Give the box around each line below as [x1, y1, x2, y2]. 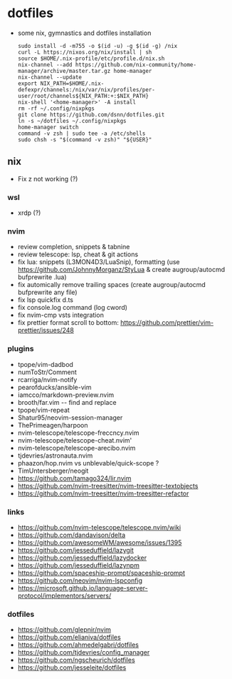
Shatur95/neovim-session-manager [17, 413, 123, 422]
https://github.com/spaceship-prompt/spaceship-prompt [17, 568, 186, 577]
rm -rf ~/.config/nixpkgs [17, 105, 95, 112]
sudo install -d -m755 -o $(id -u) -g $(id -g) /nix [17, 42, 178, 49]
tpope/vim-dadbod [17, 360, 73, 368]
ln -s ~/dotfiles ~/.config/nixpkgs [17, 117, 127, 124]
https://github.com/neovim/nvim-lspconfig [17, 576, 143, 585]
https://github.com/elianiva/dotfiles [17, 633, 121, 642]
